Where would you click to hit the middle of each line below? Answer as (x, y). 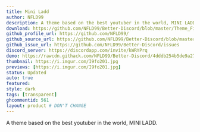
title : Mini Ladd (28, 12)
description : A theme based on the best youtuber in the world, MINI (94, 23)
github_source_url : (30, 39)
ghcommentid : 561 (28, 100)
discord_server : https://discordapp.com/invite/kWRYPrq (77, 51)
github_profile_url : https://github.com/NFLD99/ (68, 34)
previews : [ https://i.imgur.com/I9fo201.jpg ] (63, 67)
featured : (18, 84)
